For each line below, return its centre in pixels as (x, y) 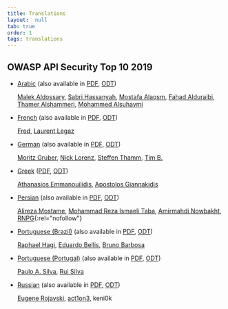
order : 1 (20, 33)
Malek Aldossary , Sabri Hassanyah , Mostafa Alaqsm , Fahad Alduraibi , (116, 96)
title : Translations (37, 13)
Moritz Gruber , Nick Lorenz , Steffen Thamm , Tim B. (90, 157)
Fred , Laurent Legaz (45, 131)
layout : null (28, 20)
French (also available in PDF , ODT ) (68, 117)
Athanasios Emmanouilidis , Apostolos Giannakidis (87, 184)
